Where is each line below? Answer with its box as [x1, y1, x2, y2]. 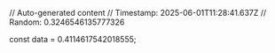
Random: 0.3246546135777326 [9, 17, 125, 27]
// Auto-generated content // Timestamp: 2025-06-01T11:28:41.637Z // [9, 8, 267, 18]
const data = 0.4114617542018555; [9, 34, 137, 44]
